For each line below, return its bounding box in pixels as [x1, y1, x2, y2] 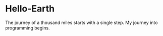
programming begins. [5, 24, 50, 30]
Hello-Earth [5, 3, 55, 14]
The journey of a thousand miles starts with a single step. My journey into [5, 19, 158, 25]
